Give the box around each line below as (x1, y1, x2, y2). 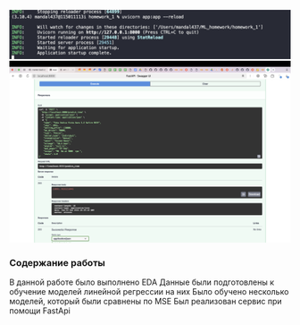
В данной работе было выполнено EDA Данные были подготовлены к (9, 277, 275, 287)
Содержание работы (9, 256, 105, 269)
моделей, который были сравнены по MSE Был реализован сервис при (9, 296, 283, 307)
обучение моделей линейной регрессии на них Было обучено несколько (9, 287, 289, 297)
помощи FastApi (9, 305, 71, 316)
